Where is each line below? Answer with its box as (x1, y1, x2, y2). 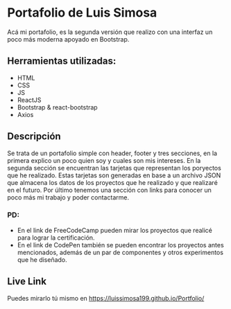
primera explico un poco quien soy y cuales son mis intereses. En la (7, 156, 201, 164)
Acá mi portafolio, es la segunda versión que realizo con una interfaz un (7, 28, 213, 36)
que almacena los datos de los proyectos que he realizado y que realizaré (7, 178, 219, 186)
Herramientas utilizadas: (7, 55, 117, 67)
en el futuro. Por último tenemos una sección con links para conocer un (7, 186, 212, 194)
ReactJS (17, 96, 42, 104)
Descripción (7, 130, 61, 143)
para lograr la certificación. (17, 233, 95, 242)
